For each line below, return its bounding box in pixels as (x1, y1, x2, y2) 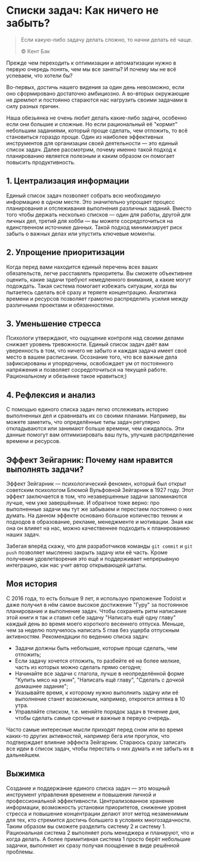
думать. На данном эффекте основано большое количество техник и (6, 512, 183, 519)
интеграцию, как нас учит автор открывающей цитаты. (6, 561, 147, 569)
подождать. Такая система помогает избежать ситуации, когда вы (6, 282, 177, 289)
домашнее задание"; (14, 682, 69, 689)
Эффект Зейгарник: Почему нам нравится (6, 455, 173, 465)
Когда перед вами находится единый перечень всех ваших (6, 263, 158, 270)
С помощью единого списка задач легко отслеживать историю (6, 406, 169, 413)
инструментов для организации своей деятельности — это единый (6, 139, 178, 146)
